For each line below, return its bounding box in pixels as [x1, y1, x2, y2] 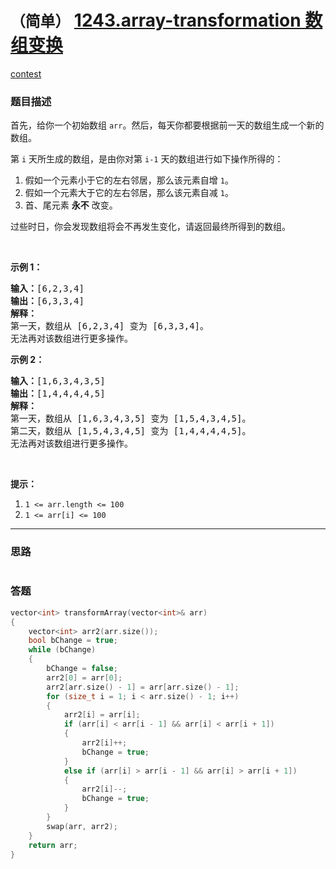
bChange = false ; [46, 664, 118, 674]
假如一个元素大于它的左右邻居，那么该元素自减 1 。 [24, 187, 234, 199]
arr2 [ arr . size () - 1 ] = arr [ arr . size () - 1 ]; [46, 682, 240, 692]
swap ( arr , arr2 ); [46, 821, 118, 831]
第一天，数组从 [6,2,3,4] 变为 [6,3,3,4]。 [10, 321, 210, 332]
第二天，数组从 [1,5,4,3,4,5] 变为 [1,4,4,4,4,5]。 [10, 426, 252, 437]
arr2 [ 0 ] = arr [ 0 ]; [46, 672, 123, 683]
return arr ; [28, 840, 78, 850]
